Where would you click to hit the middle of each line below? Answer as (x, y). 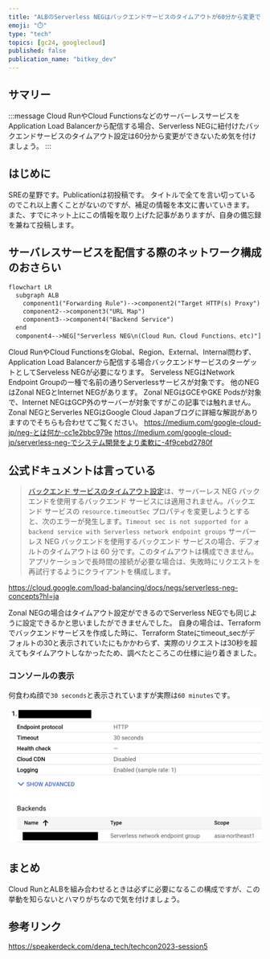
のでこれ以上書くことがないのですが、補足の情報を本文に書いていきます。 (131, 204)
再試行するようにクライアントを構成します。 (101, 572)
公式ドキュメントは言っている (82, 470)
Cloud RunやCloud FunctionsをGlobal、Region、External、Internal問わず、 (132, 352)
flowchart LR (30, 288)
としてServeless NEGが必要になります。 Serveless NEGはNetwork (125, 372)
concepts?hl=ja (34, 596)
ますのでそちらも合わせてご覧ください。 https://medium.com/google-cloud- (135, 423)
